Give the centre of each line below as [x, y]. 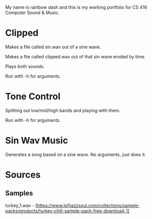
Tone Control [33, 96]
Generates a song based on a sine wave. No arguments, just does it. [76, 154]
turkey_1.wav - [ [21, 205]
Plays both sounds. [25, 66]
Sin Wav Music [37, 141]
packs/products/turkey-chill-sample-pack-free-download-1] [67, 210]
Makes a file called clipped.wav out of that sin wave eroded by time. [75, 56]
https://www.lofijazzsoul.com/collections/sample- [89, 205]
